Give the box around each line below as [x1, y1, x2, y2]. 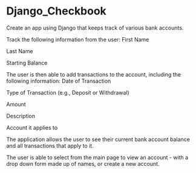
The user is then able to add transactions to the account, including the [6, 71, 181, 78]
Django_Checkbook [6, 4, 107, 18]
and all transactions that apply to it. [6, 142, 94, 149]
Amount [6, 101, 26, 108]
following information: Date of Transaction [6, 77, 111, 84]
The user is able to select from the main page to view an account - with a [6, 154, 189, 161]
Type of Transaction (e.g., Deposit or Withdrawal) [6, 89, 130, 96]
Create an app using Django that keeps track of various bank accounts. [6, 24, 184, 31]
